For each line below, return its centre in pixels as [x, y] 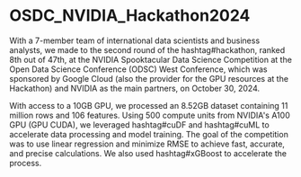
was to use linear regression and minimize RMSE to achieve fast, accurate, [147, 144]
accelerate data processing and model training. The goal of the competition [149, 134]
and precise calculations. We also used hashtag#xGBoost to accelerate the [148, 153]
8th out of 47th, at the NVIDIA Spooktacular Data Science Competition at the [150, 59]
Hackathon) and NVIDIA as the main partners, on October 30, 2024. [135, 88]
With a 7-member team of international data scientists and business [135, 40]
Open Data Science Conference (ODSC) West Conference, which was [138, 69]
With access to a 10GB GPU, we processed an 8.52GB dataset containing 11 [149, 105]
